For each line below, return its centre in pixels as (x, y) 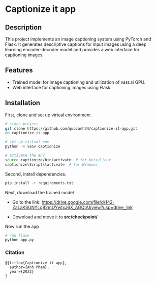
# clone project (22, 124)
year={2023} (22, 271)
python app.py (20, 240)
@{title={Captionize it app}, (36, 263)
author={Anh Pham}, (30, 267)
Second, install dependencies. (36, 174)
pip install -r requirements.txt (39, 183)
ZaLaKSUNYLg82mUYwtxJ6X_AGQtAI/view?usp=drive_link (72, 207)
